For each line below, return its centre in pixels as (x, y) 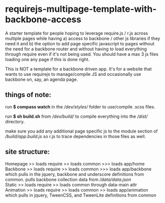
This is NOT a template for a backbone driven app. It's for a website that (79, 69)
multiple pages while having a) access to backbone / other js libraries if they (83, 38)
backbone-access (43, 19)
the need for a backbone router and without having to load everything (76, 49)
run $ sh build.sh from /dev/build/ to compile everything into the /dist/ (77, 116)
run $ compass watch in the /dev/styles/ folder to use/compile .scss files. (80, 106)
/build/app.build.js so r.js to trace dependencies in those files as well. (76, 136)
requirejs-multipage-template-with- (81, 9)
